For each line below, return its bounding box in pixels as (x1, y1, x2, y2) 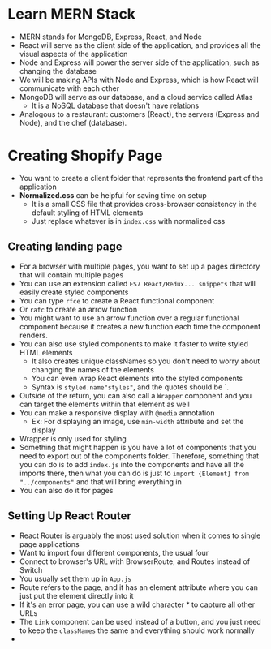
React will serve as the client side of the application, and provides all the (19, 40, 261, 49)
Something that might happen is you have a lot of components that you (19, 442, 257, 452)
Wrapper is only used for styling (19, 433, 127, 443)
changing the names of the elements (31, 364, 155, 374)
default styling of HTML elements (31, 208, 144, 217)
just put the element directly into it (19, 591, 135, 600)
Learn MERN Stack (7, 5, 135, 24)
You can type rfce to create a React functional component (19, 295, 215, 305)
